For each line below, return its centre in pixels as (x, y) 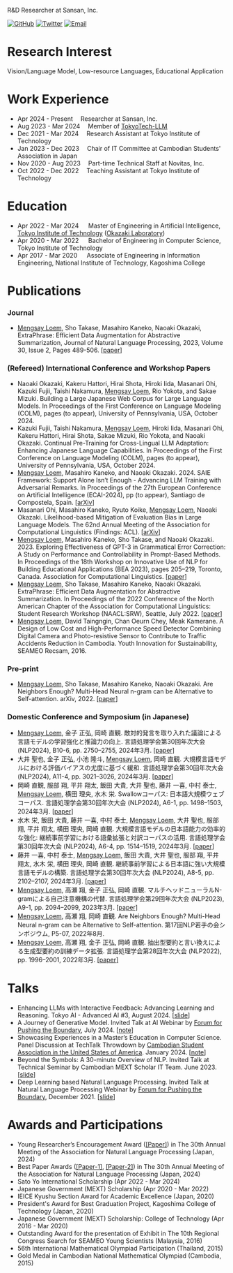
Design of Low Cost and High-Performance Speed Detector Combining (119, 628)
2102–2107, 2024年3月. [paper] (62, 881)
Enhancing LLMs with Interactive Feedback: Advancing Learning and (115, 1008)
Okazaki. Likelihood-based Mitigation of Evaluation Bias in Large (109, 517)
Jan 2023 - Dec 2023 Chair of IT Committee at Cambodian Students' (119, 148)
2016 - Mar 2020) (42, 1226)
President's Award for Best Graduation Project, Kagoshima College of (116, 1204)
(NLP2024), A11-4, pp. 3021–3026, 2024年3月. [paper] (95, 777)
